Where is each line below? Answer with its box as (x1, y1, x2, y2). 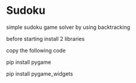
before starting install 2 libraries (6, 35, 85, 42)
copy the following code (6, 46, 66, 54)
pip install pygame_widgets (6, 70, 73, 77)
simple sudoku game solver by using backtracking (6, 23, 131, 31)
